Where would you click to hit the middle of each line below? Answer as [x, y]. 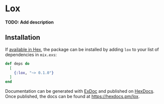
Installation [23, 38]
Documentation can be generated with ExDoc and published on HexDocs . [80, 91]
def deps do [17, 64]
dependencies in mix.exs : [31, 54]
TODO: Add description [30, 22]
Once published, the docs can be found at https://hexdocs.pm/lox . [72, 97]
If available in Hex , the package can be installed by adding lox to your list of [82, 49]
